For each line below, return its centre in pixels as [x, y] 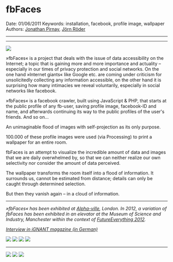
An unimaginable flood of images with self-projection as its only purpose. [83, 127]
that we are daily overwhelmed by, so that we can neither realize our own [83, 158]
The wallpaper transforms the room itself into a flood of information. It [80, 173]
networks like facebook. [31, 91]
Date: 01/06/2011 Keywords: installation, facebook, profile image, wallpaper [85, 24]
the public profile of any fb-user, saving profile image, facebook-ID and [81, 106]
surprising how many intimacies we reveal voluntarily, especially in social [83, 85]
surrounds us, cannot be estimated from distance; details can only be [79, 178]
